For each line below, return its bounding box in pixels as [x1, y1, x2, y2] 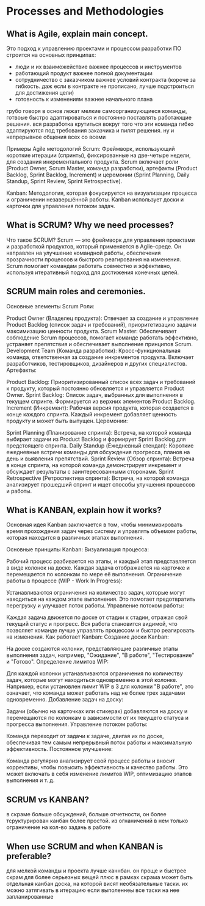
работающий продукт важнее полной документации [15, 70, 153, 77]
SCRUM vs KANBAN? [6, 794, 90, 805]
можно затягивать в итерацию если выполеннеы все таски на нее [6, 886, 180, 894]
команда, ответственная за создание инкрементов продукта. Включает [6, 353, 194, 361]
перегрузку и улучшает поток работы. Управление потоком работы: [6, 602, 184, 609]
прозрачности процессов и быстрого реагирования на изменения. [6, 255, 182, 263]
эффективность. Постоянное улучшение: [6, 745, 113, 753]
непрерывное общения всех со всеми [6, 133, 106, 140]
